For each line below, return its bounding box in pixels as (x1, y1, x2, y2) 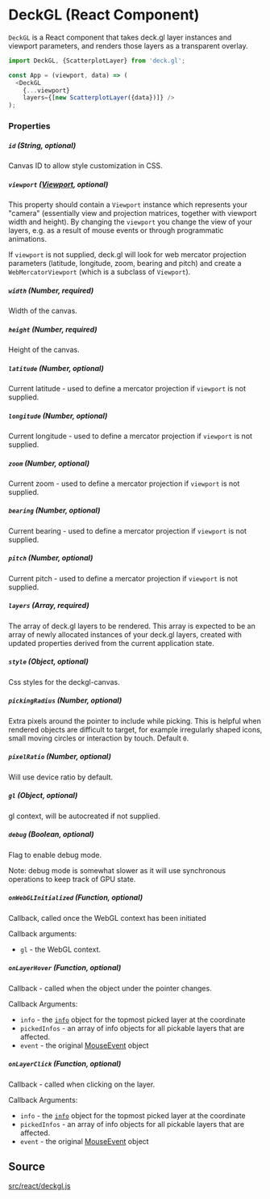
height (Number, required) (8, 324, 98, 334)
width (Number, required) (8, 285, 94, 295)
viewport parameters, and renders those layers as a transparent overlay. (8, 40, 248, 50)
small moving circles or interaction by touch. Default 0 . (8, 733, 189, 743)
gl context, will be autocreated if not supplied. (8, 811, 160, 821)
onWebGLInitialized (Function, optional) (8, 893, 143, 902)
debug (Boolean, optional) (8, 830, 94, 839)
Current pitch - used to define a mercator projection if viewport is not (8, 573, 238, 583)
